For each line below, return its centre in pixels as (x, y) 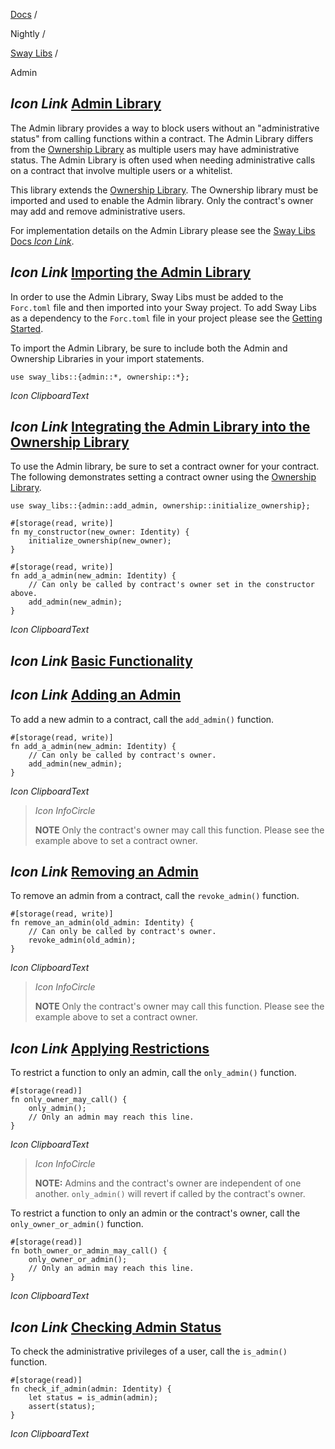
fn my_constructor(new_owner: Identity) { (100, 532)
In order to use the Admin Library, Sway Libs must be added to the (147, 296)
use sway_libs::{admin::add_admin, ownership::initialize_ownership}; (160, 506)
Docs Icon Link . (42, 241)
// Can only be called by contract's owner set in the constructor (171, 585)
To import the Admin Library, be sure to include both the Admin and (149, 348)
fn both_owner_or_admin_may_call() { (89, 1251)
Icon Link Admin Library (86, 104)
